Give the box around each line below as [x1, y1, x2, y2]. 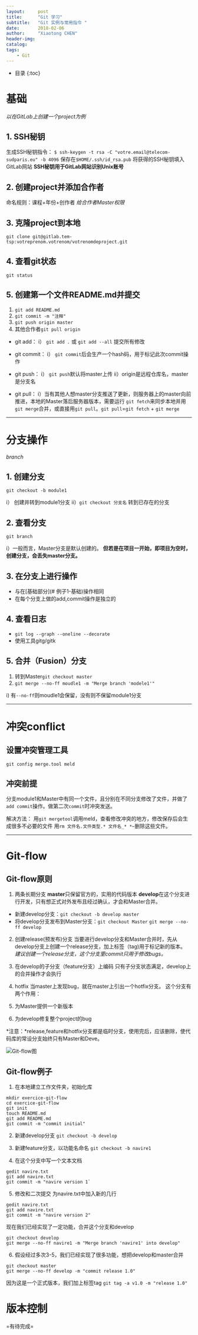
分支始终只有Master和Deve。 [31, 1035, 103, 1042]
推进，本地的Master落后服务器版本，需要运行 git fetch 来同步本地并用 [14, 397, 186, 404]
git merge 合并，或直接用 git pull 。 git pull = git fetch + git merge [14, 405, 180, 412]
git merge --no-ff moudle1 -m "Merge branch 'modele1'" [14, 680, 155, 687]
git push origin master [14, 319, 74, 325]
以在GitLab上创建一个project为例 [6, 113, 86, 120]
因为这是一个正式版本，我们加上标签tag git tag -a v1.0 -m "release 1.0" [6, 1280, 188, 1287]
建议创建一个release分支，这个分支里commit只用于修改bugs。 [14, 950, 167, 958]
